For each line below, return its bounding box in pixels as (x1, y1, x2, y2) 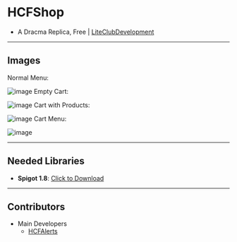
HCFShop (7, 4, 65, 20)
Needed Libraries (7, 155, 85, 167)
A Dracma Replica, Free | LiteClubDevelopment (17, 28, 154, 36)
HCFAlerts (28, 227, 58, 236)
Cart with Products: (34, 100, 90, 109)
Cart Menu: (34, 114, 67, 123)
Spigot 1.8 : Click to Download (17, 174, 104, 182)
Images (7, 54, 41, 67)
